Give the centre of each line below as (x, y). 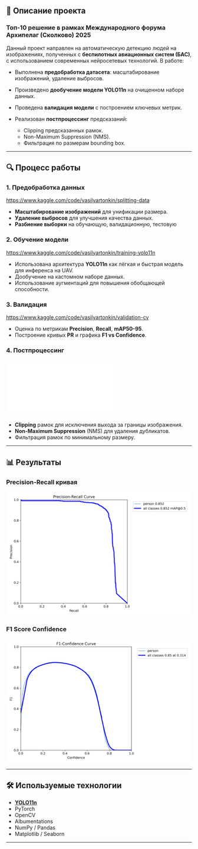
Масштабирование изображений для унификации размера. (91, 212)
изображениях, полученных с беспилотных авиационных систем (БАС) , (99, 54)
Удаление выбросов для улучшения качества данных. (84, 218)
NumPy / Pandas (35, 828)
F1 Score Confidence (36, 629)
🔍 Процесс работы (43, 168)
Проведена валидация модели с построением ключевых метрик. (98, 108)
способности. (32, 289)
